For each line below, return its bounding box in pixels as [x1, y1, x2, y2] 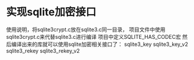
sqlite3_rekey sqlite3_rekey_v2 [6, 47, 80, 54]
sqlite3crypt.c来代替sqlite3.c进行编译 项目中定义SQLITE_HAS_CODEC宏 [6, 33, 182, 40]
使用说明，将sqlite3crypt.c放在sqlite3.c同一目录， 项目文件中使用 [6, 26, 166, 33]
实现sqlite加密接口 [6, 5, 96, 19]
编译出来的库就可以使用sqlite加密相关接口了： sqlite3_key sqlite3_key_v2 [11, 41, 188, 48]
